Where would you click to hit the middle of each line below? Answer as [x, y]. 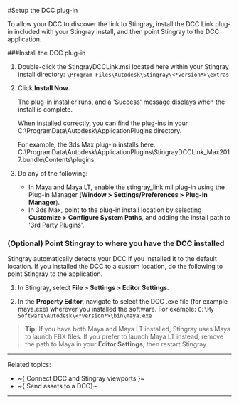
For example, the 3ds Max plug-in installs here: [86, 144]
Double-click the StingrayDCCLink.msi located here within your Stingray [123, 67]
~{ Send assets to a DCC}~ [57, 386]
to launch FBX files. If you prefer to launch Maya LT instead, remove [124, 336]
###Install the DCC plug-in [47, 53]
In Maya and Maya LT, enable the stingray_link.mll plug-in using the [127, 187]
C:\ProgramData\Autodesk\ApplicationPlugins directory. [100, 131]
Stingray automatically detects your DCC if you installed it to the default [112, 259]
